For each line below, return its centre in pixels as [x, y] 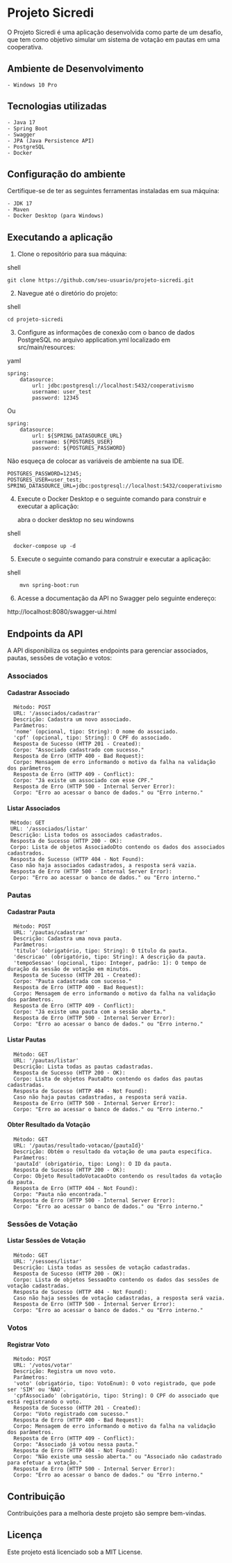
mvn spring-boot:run [49, 586]
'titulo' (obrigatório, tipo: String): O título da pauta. [101, 951]
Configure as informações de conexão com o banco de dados [106, 333]
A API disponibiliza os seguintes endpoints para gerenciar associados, [108, 650]
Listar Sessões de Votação [47, 1241]
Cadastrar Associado [39, 692]
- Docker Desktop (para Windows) [56, 216]
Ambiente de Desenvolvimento [76, 69]
